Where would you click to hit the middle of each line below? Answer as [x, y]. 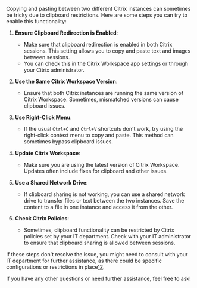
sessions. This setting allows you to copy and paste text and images [107, 51]
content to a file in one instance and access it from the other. [98, 207]
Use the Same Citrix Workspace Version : [66, 81]
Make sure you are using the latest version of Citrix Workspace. [101, 165]
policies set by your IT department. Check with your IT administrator [107, 236]
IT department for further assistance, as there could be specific [84, 261]
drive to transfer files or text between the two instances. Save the [104, 200]
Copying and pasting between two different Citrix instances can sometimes [98, 9]
